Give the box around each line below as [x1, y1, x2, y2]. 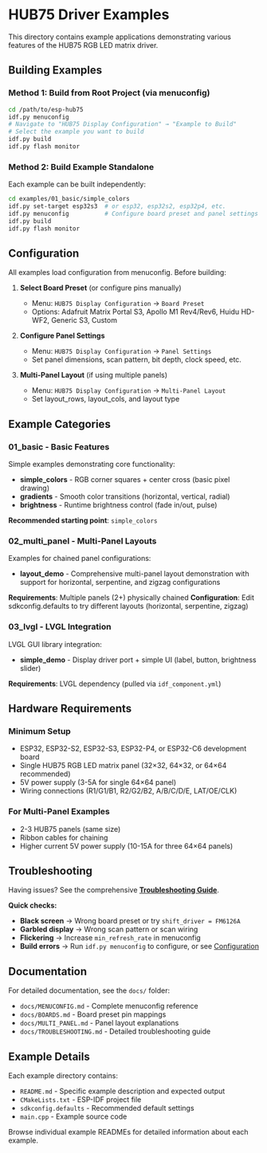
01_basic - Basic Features [8, 441, 110, 452]
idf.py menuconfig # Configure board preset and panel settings [8, 210, 259, 218]
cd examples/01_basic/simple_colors [8, 195, 130, 203]
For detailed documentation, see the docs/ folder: [8, 986, 171, 995]
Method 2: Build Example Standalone [8, 161, 154, 172]
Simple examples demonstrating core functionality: [8, 460, 175, 469]
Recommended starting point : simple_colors [8, 516, 158, 525]
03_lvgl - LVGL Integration [8, 622, 112, 633]
